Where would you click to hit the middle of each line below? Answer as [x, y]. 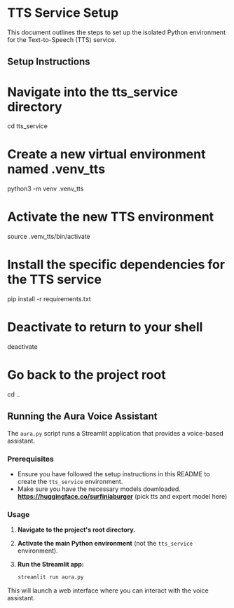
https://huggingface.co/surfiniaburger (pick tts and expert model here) [122, 497]
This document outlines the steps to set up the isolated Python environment [117, 32]
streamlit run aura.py [50, 577]
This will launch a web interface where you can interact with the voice [108, 590]
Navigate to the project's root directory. [76, 530]
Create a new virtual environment [106, 154]
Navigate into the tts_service [93, 92]
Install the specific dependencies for [116, 265]
